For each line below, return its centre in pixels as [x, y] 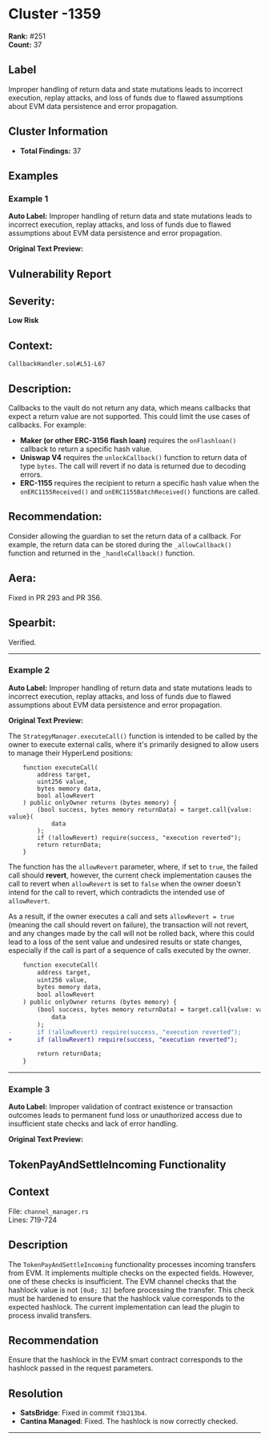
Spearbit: [32, 623]
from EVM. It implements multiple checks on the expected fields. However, [131, 1273]
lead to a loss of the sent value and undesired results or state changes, [125, 942]
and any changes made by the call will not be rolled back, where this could [131, 933]
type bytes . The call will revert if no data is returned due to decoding [133, 466]
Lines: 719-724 [33, 1220]
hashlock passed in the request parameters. [81, 1368]
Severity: [32, 301]
